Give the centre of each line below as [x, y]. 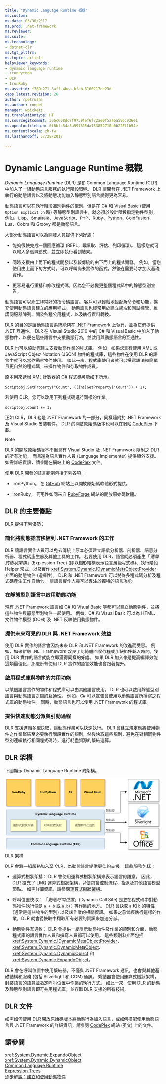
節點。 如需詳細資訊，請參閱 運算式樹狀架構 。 [58, 889]
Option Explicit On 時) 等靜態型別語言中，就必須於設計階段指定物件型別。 [81, 212]
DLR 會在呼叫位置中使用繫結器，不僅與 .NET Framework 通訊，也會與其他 [80, 970]
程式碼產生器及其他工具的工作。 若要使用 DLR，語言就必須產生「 [84, 556]
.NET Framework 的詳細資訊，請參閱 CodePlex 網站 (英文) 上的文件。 [85, 1025]
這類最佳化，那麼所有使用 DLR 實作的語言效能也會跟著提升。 [67, 664]
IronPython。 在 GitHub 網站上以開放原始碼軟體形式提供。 [71, 484]
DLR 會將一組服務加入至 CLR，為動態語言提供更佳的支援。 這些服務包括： [80, 866]
